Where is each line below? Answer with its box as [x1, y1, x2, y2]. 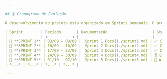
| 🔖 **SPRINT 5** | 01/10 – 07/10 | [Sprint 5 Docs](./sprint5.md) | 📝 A [5, 57, 162, 62]
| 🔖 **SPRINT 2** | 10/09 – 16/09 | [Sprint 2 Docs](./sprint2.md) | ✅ [5, 43, 158, 49]
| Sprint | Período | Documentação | [5, 29, 155, 35]
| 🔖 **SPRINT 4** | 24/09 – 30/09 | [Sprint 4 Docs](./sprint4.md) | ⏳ [5, 53, 158, 58]
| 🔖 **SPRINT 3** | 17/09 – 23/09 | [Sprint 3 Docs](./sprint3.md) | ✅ [5, 48, 158, 53]
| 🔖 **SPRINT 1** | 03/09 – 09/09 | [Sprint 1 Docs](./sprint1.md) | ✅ [5, 39, 158, 44]
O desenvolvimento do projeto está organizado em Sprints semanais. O [5, 20, 155, 25]
